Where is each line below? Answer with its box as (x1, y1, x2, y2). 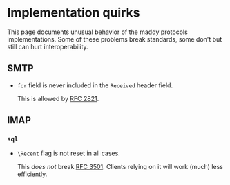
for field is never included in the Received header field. (17, 81, 173, 89)
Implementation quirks (7, 5, 140, 21)
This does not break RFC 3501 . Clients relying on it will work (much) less (17, 163, 223, 171)
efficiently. (17, 170, 48, 178)
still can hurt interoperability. (7, 42, 88, 51)
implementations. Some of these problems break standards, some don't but (7, 35, 222, 43)
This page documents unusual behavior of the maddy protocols (7, 28, 188, 36)
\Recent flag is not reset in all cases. (17, 149, 121, 157)
